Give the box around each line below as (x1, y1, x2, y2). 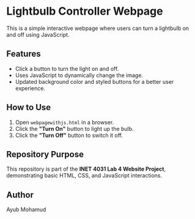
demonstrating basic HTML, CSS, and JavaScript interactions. (6, 172, 163, 179)
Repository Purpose (6, 149, 84, 160)
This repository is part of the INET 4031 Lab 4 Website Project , (6, 165, 166, 173)
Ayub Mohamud (6, 206, 46, 213)
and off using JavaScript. (6, 31, 70, 38)
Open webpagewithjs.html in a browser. (15, 118, 114, 126)
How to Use (6, 102, 51, 113)
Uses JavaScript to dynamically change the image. (15, 72, 144, 79)
